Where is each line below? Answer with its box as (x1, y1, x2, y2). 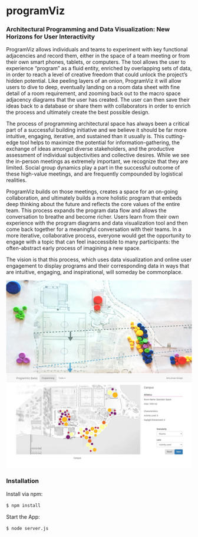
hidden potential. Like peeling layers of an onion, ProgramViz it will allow (6, 77, 181, 84)
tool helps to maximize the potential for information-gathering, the (19, 139, 180, 146)
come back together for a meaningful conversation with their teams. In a (6, 226, 181, 233)
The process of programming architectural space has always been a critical (6, 120, 190, 128)
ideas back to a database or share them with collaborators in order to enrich (6, 102, 191, 110)
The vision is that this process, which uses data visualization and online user (6, 256, 192, 263)
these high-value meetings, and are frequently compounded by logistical (6, 170, 183, 178)
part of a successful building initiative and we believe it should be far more (6, 126, 187, 134)
